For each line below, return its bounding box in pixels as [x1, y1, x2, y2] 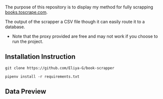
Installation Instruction [5, 53, 76, 61]
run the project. [12, 39, 43, 44]
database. [5, 24, 25, 30]
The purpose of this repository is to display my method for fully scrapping [5, 4, 154, 10]
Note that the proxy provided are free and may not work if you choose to [12, 34, 158, 39]
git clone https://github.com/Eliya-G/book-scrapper [5, 65, 115, 70]
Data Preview [5, 87, 46, 96]
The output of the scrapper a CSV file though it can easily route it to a [5, 19, 145, 24]
